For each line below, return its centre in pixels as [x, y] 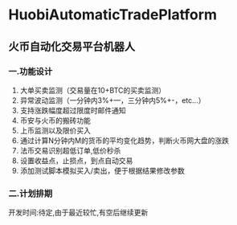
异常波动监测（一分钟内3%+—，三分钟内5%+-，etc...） [112, 100]
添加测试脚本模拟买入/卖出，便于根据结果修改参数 [102, 170]
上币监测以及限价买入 [55, 130]
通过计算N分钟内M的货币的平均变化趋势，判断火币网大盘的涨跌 [124, 140]
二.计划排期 [31, 193]
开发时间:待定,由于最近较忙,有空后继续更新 [78, 213]
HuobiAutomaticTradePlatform [113, 15]
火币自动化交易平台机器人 [72, 46]
